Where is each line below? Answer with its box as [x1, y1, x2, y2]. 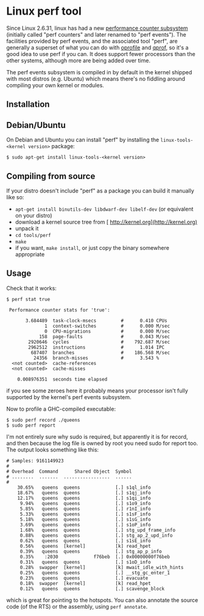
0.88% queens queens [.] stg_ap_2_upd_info [19, 532, 173, 539]
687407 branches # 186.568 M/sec [30, 349, 171, 356]
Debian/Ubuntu [6, 120, 66, 130]
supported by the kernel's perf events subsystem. [6, 393, 132, 400]
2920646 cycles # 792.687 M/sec [28, 339, 171, 345]
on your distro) [15, 211, 53, 219]
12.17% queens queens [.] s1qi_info [17, 495, 151, 501]
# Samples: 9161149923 [6, 458, 64, 464]
